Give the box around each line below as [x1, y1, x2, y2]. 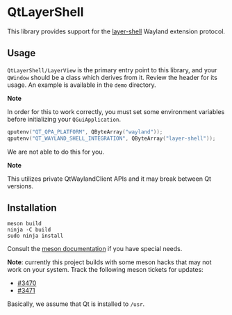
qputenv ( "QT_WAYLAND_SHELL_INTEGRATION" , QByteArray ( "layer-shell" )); [7, 135, 216, 142]
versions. [7, 181, 33, 190]
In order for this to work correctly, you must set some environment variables [7, 107, 225, 115]
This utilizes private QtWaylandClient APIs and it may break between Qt [7, 175, 212, 183]
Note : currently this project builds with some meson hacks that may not [7, 258, 212, 266]
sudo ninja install [7, 232, 64, 240]
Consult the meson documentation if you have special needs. [7, 245, 183, 253]
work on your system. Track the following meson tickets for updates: [7, 266, 204, 274]
